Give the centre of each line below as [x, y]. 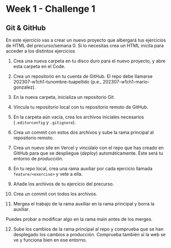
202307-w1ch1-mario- [126, 82]
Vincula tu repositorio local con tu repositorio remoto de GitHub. [81, 107]
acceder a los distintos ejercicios [40, 51]
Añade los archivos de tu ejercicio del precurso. [63, 184]
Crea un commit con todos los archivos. [55, 194]
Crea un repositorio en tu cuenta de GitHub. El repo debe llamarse [83, 76]
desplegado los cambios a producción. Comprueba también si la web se [89, 234]
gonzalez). [24, 87]
